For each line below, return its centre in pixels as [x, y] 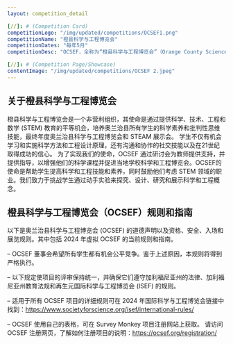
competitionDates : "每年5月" [48, 46]
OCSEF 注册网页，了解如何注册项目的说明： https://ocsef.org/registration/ [112, 333]
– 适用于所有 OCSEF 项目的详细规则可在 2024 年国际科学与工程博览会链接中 [116, 301]
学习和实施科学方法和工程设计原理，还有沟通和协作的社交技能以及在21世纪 [114, 145]
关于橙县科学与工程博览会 [62, 101]
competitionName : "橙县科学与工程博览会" [62, 39]
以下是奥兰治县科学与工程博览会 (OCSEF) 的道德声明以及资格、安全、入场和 [115, 231]
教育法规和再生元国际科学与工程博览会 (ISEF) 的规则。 [103, 286]
